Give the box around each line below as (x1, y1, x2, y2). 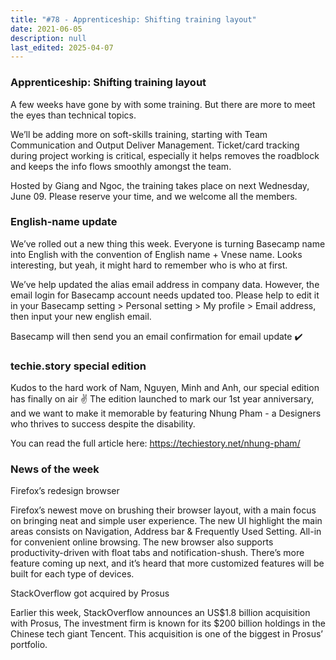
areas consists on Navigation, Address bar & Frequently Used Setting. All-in (10, 526, 322, 538)
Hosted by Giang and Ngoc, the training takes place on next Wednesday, (10, 179, 310, 191)
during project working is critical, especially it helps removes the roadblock (10, 149, 320, 161)
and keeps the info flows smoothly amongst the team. (10, 160, 232, 172)
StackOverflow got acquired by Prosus (10, 587, 170, 600)
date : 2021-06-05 (10, 24, 83, 34)
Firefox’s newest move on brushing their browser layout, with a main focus (10, 504, 317, 516)
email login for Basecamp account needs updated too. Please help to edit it (10, 289, 320, 301)
